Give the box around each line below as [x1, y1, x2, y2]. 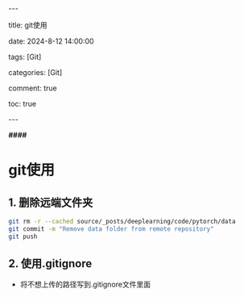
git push [8, 232, 38, 241]
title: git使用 [8, 20, 48, 30]
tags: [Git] [8, 52, 42, 61]
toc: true [8, 99, 37, 108]
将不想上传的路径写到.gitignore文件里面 [19, 279, 151, 290]
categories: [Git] [8, 68, 63, 77]
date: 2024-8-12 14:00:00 [8, 36, 94, 46]
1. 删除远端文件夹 [8, 195, 93, 209]
